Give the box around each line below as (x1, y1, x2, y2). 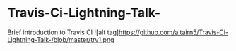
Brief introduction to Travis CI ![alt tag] (7, 28, 119, 36)
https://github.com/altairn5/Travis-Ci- (119, 28, 228, 36)
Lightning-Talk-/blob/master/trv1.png (7, 35, 114, 43)
